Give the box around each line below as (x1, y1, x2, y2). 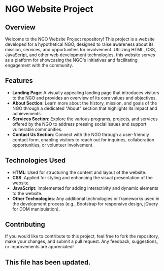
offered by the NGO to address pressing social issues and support (12, 121, 147, 127)
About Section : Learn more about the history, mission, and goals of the (12, 100, 157, 106)
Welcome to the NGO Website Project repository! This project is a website (5, 36, 155, 42)
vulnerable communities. (12, 126, 63, 132)
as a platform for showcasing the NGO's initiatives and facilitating (5, 57, 138, 63)
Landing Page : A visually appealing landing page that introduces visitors (12, 90, 160, 96)
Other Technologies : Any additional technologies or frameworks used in (12, 196, 160, 202)
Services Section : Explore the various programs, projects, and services (12, 116, 158, 122)
